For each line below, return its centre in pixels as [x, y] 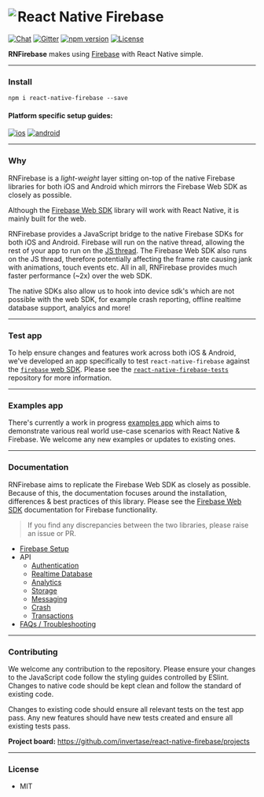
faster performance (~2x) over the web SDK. [80, 275]
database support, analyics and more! [70, 307]
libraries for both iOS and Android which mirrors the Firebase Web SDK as [128, 186]
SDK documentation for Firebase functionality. [83, 509]
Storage [44, 590]
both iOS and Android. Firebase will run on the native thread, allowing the [126, 242]
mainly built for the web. [47, 218]
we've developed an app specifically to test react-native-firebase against [129, 361]
